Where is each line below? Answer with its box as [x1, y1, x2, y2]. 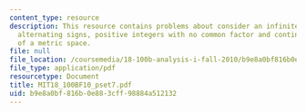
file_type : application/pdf [9, 64, 117, 73]
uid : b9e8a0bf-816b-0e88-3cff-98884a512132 [9, 89, 178, 98]
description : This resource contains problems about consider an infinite [9, 22, 300, 31]
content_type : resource [9, 13, 100, 23]
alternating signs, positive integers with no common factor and [17, 30, 271, 39]
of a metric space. [17, 38, 92, 48]
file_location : [9, 55, 67, 64]
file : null [9, 47, 51, 56]
